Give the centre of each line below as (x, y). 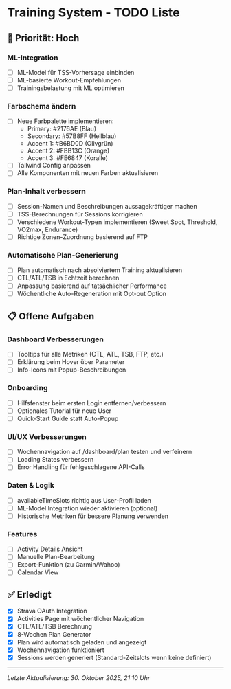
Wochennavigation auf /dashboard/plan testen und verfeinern (104, 452)
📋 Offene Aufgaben (51, 316)
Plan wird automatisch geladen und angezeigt (82, 642)
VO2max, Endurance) (47, 230)
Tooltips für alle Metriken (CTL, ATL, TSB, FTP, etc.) (90, 354)
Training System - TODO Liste (93, 13)
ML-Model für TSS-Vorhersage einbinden (76, 72)
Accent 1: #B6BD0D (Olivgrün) (70, 144)
